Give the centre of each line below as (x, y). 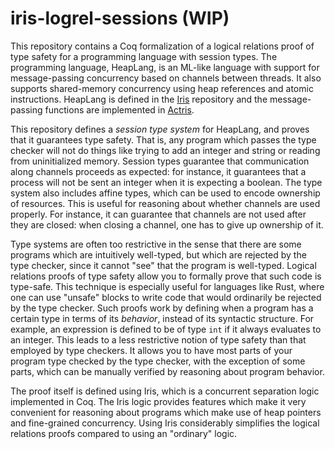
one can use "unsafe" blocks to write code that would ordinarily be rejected (166, 297)
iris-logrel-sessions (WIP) (120, 18)
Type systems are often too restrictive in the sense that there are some (156, 244)
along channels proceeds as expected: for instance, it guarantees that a (158, 171)
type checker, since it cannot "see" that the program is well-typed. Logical (163, 265)
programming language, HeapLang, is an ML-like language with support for (165, 67)
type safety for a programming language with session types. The (144, 56)
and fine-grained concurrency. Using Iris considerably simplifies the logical (165, 423)
